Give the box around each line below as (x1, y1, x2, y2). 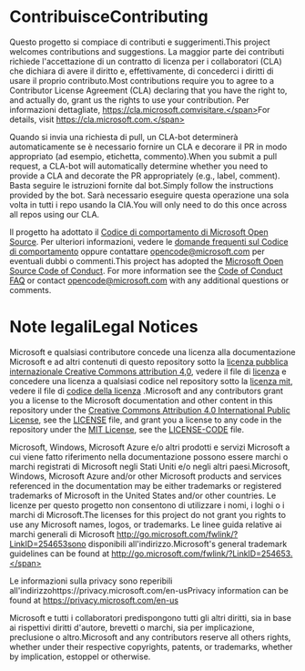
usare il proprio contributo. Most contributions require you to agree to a (9, 75, 275, 86)
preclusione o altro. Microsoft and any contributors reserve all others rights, (9, 631, 291, 643)
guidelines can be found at (9, 548, 110, 559)
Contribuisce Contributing (9, 6, 208, 27)
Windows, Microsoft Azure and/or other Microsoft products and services (9, 471, 282, 482)
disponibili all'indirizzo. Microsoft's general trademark (87, 538, 288, 549)
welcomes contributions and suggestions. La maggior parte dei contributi (9, 46, 285, 56)
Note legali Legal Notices (9, 317, 198, 338)
